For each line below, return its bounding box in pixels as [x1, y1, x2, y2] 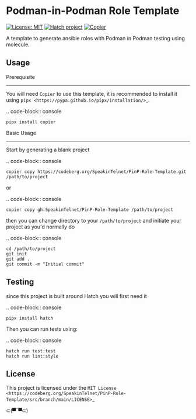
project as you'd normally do [6, 223, 75, 230]
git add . [6, 256, 30, 262]
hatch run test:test [6, 348, 57, 354]
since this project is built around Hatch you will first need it [6, 292, 147, 299]
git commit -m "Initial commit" [6, 261, 85, 267]
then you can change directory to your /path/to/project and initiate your [6, 217, 182, 224]
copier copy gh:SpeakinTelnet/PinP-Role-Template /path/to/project [6, 206, 174, 213]
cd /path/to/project [6, 245, 57, 252]
